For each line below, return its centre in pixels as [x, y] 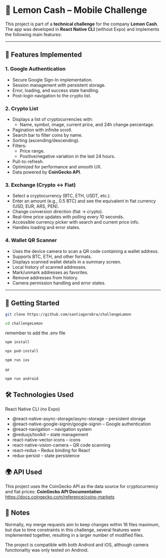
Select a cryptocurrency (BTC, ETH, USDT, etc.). [62, 196]
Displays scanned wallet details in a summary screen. [67, 262]
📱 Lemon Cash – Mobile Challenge [76, 10]
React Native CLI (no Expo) [33, 409]
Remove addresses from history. [45, 277]
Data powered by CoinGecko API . [47, 172]
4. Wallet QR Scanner [31, 240]
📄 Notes [18, 513]
